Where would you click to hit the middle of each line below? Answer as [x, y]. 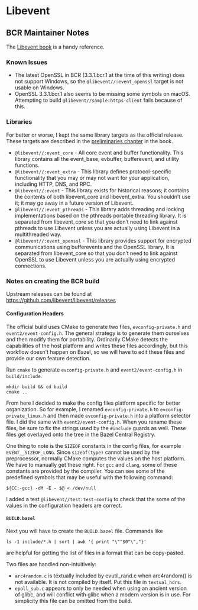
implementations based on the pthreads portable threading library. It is [100, 215]
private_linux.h [26, 416]
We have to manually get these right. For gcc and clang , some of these [92, 465]
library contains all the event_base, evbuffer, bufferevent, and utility [97, 159]
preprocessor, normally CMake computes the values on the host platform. [96, 459]
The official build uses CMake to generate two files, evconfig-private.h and [99, 327]
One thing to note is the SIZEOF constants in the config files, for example [94, 446]
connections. [30, 266]
